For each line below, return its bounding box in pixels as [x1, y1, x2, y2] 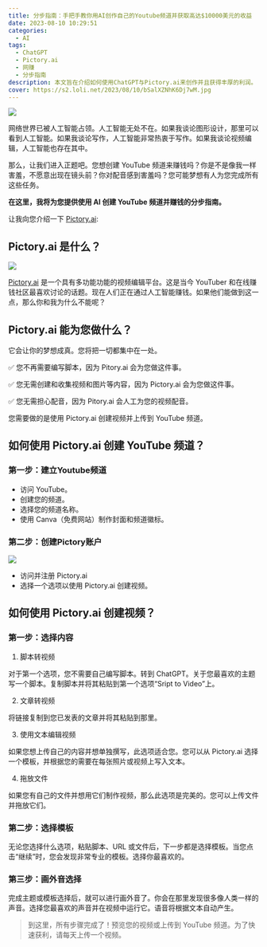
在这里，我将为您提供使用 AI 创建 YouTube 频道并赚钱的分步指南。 [8, 197, 226, 207]
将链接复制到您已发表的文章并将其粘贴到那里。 [8, 713, 161, 722]
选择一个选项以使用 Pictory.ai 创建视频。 [19, 580, 153, 590]
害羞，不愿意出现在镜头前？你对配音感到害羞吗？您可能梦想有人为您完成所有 [8, 171, 259, 180]
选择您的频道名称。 [19, 504, 83, 514]
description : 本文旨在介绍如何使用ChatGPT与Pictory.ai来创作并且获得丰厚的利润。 [8, 78, 257, 86]
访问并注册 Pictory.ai [19, 571, 87, 580]
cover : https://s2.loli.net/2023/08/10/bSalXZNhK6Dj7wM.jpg [8, 85, 212, 94]
